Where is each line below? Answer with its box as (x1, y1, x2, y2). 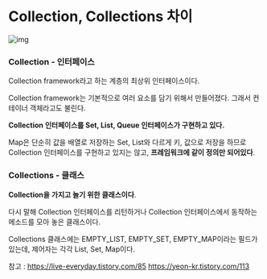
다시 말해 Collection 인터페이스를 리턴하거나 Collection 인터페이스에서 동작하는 (8, 206, 257, 216)
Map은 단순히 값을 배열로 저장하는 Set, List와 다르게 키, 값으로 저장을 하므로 (8, 138, 247, 148)
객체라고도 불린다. (29, 103, 86, 113)
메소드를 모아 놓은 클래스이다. (8, 217, 101, 227)
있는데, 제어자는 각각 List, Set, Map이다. (8, 244, 135, 254)
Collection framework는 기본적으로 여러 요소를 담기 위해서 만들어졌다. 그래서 (8, 94, 252, 103)
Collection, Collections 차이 (8, 7, 193, 26)
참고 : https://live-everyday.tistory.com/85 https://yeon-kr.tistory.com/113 (8, 261, 250, 271)
